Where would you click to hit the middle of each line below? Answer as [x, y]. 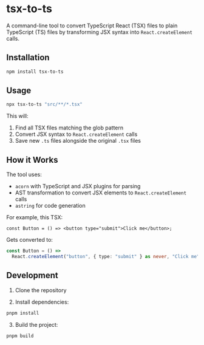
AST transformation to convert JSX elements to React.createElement [101, 193]
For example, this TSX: [35, 217]
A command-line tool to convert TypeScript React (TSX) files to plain [92, 26]
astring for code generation [50, 206]
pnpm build [20, 336]
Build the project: [36, 324]
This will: [17, 116]
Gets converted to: [30, 240]
